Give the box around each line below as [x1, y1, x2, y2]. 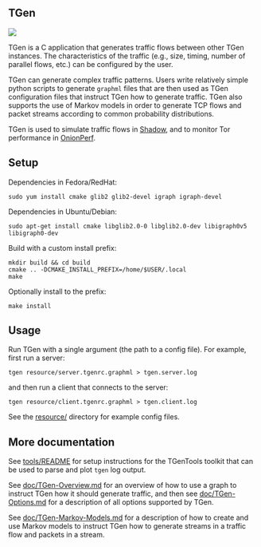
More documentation [8, 435, 115, 449]
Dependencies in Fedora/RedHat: [8, 177, 118, 187]
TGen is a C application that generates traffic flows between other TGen [8, 42, 244, 52]
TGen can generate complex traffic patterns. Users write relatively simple [8, 75, 249, 85]
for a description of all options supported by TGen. [48, 497, 214, 507]
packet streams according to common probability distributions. [8, 109, 215, 118]
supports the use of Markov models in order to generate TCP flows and [8, 100, 242, 110]
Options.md [8, 497, 47, 507]
